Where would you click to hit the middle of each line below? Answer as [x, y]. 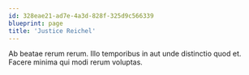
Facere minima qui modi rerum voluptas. [76, 62]
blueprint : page [36, 23]
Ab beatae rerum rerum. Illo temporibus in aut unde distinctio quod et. [125, 54]
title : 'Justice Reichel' [52, 31]
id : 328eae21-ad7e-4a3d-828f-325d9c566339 [81, 16]
